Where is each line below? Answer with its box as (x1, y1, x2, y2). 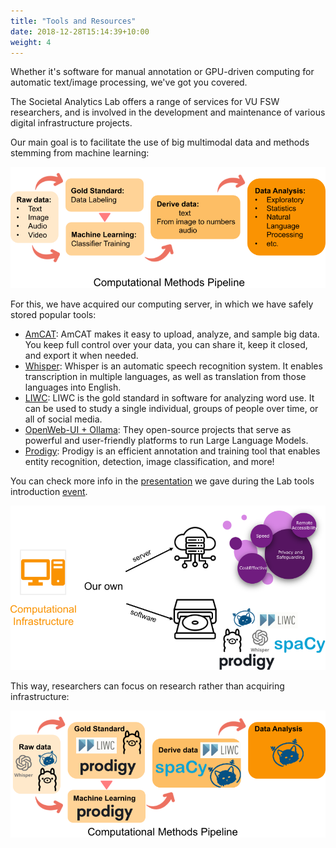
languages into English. (24, 381, 122, 393)
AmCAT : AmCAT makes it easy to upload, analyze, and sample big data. (24, 328, 320, 340)
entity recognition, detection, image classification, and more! (24, 455, 275, 467)
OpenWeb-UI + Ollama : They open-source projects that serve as (24, 423, 292, 435)
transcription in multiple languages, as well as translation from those (24, 370, 307, 382)
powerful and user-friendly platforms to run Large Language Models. (24, 434, 309, 446)
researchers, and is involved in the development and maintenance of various (10, 106, 326, 119)
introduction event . (10, 485, 88, 497)
